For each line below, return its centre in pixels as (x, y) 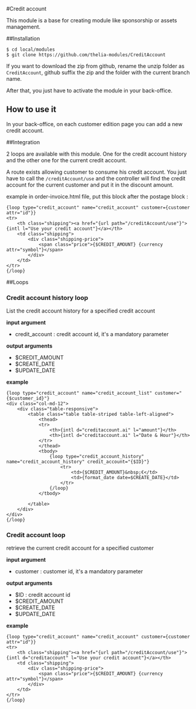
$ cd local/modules (31, 49)
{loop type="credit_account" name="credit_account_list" (79, 393)
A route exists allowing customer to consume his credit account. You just (96, 172)
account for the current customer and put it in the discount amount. (90, 185)
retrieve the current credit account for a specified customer (80, 548)
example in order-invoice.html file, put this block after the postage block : (97, 196)
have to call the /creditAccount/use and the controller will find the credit (96, 178)
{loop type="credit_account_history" (97, 457)
